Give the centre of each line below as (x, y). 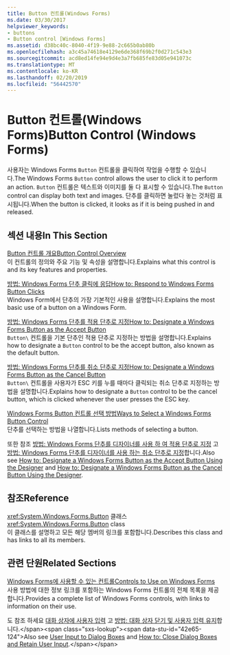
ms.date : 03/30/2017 (37, 20)
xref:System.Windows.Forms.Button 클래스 (67, 516)
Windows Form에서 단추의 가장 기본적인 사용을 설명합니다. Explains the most (111, 300)
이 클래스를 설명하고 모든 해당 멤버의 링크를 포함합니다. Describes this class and (115, 532)
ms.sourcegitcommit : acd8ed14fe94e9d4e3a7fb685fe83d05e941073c (100, 59)
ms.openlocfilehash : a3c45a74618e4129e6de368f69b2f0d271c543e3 (100, 52)
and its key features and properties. (57, 270)
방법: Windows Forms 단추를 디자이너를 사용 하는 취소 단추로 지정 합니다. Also (111, 453)
